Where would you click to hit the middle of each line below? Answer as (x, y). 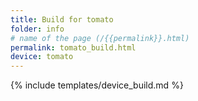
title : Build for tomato (62, 19)
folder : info (37, 29)
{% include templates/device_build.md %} (97, 85)
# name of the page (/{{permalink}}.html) (100, 38)
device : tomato (42, 57)
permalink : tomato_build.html (73, 47)
